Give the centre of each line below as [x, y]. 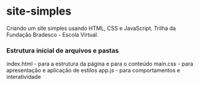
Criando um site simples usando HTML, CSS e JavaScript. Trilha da [91, 28]
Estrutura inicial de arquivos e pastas [63, 50]
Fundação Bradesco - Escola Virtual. [53, 34]
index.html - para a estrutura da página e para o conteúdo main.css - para [100, 64]
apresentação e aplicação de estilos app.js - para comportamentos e [93, 70]
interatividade [24, 77]
